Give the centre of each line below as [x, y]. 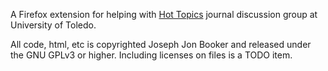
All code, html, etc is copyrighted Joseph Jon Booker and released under [161, 44]
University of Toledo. [53, 25]
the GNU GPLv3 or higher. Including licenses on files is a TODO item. [151, 55]
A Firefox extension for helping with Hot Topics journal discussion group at [164, 14]
